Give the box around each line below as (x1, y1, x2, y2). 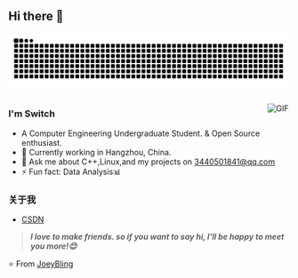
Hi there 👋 (8, 9, 64, 24)
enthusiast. (20, 137, 63, 147)
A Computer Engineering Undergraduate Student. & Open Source (20, 128, 261, 139)
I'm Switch (8, 107, 55, 120)
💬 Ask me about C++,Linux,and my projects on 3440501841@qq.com (20, 156, 276, 167)
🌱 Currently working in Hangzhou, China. (20, 147, 172, 157)
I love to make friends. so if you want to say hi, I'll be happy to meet (29, 232, 285, 242)
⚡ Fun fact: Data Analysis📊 (20, 166, 122, 177)
